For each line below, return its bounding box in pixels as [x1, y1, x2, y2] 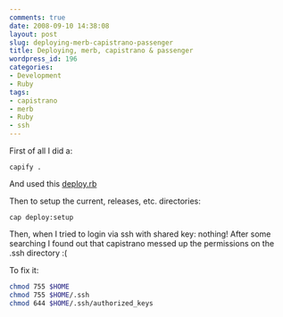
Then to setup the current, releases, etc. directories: [9, 196, 201, 206]
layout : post [9, 29, 58, 38]
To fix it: [9, 265, 39, 275]
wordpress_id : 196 [9, 54, 78, 63]
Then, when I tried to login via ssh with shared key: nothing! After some [9, 229, 271, 239]
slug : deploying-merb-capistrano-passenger [9, 38, 174, 47]
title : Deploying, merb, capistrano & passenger [9, 46, 194, 55]
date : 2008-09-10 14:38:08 [9, 21, 110, 30]
